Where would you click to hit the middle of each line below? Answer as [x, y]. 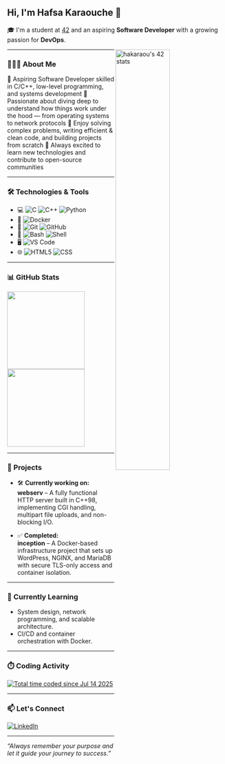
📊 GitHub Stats [33, 277]
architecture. [35, 627]
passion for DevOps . [36, 39]
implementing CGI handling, [56, 507]
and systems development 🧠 [47, 94]
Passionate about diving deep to [53, 101]
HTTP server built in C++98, [57, 500]
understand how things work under [57, 108]
